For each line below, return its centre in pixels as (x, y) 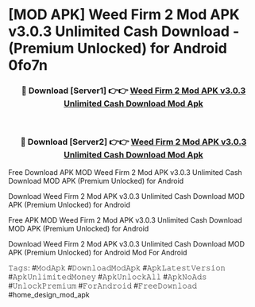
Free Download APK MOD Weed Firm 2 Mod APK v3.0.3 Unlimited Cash (125, 172)
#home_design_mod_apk (49, 294)
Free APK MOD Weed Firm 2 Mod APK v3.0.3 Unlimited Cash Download (125, 220)
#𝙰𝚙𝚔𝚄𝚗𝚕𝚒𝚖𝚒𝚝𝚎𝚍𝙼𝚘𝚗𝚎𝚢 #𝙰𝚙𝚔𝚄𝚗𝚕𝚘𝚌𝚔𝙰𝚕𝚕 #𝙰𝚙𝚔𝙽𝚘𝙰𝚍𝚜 (108, 277)
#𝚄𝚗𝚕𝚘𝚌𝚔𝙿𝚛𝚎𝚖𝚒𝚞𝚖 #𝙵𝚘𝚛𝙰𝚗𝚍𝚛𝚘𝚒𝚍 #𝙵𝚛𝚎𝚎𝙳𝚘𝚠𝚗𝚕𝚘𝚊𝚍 (102, 286)
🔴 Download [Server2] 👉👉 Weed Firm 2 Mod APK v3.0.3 (133, 142)
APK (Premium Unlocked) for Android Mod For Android (98, 252)
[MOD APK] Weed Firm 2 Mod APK (124, 15)
